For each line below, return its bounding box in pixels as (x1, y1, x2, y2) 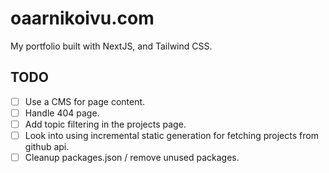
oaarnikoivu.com (10, 7, 155, 30)
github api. (24, 141, 70, 152)
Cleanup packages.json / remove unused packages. (24, 152, 240, 163)
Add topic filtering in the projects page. (24, 118, 187, 130)
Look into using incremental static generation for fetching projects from (24, 129, 319, 141)
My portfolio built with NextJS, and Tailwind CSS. (10, 40, 213, 52)
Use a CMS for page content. (24, 95, 146, 107)
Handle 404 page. (24, 107, 100, 119)
